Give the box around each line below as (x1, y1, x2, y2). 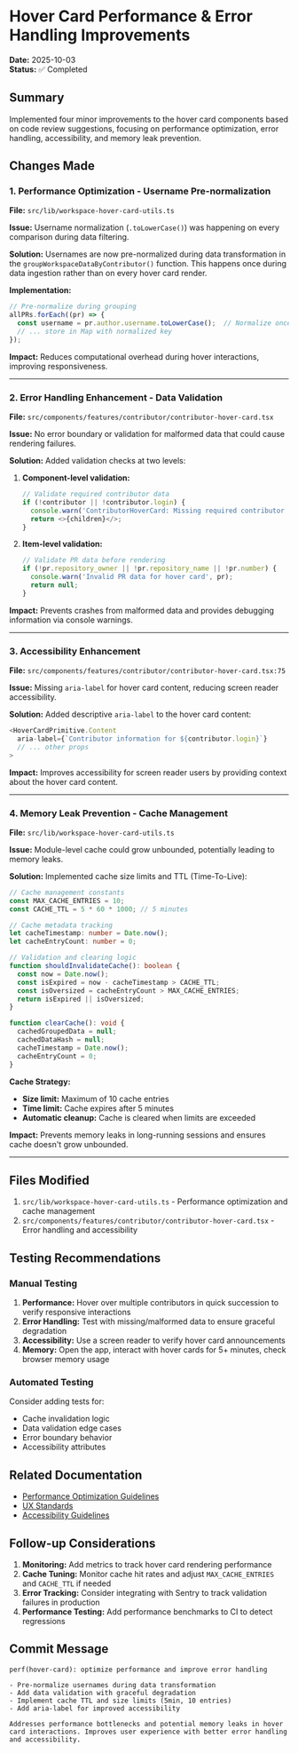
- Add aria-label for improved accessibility (9, 1703, 180, 1713)
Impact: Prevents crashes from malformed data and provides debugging (9, 605, 275, 615)
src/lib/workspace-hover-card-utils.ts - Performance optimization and (21, 1196, 288, 1207)
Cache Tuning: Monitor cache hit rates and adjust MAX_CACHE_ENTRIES (21, 1569, 275, 1579)
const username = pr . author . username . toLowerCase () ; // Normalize (17, 319, 272, 328)
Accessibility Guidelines (21, 1510, 110, 1520)
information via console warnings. (9, 615, 133, 625)
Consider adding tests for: (9, 1396, 105, 1407)
